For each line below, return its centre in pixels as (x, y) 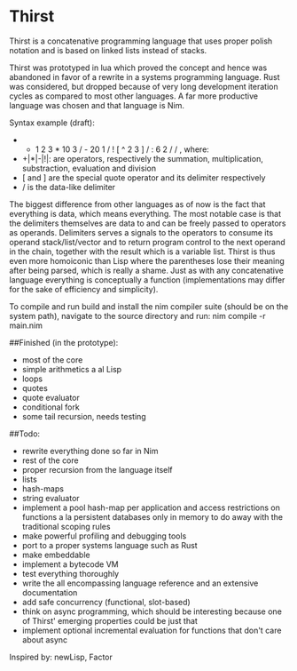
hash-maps (43, 488)
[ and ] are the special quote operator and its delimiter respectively (144, 177)
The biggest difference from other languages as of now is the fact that (137, 204)
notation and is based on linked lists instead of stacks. (108, 50)
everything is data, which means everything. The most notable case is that (145, 213)
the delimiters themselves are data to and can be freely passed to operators (148, 223)
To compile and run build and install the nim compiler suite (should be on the (149, 306)
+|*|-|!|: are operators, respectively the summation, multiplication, (142, 158)
